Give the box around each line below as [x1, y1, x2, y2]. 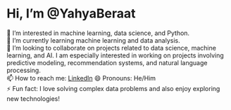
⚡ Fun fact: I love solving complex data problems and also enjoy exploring [6, 84, 220, 92]
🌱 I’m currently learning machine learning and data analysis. [6, 36, 180, 44]
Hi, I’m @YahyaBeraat [6, 6, 136, 22]
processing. [6, 66, 42, 74]
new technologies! [6, 94, 61, 103]
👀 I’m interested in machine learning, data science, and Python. [6, 29, 190, 37]
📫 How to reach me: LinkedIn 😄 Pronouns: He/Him [6, 74, 156, 82]
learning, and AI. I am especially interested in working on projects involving [6, 51, 224, 60]
